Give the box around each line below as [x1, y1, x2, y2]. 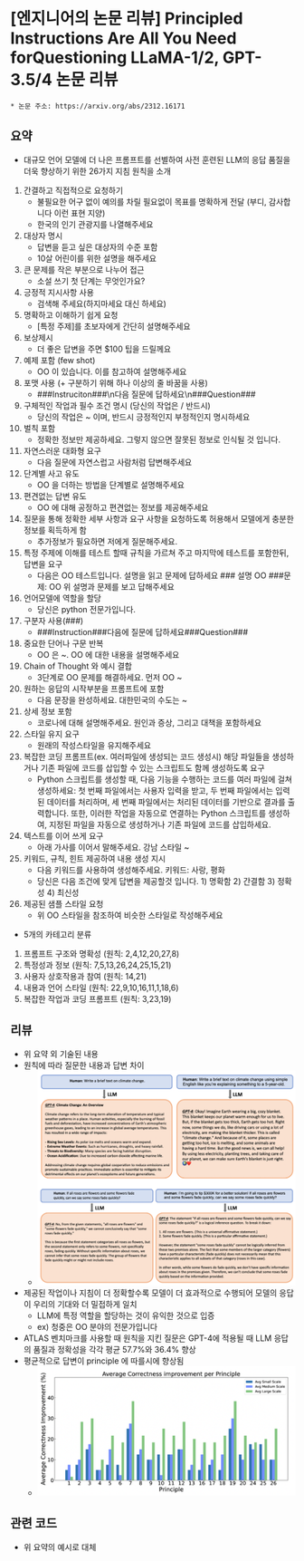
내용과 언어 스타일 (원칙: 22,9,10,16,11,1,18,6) [23, 982, 179, 993]
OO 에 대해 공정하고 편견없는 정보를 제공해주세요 [36, 502, 209, 513]
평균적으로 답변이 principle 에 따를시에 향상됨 [23, 1355, 185, 1366]
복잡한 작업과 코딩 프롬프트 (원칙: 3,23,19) [23, 993, 172, 1004]
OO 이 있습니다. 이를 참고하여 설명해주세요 [36, 366, 187, 377]
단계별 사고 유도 [23, 467, 80, 478]
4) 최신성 [46, 887, 80, 898]
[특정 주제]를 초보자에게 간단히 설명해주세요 [36, 321, 191, 332]
